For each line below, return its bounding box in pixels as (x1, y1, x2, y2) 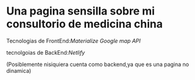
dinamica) (6, 67, 32, 74)
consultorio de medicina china (6, 17, 163, 31)
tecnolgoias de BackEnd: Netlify (6, 48, 85, 56)
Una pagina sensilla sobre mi (6, 4, 155, 18)
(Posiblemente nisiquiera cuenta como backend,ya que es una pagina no (6, 61, 190, 68)
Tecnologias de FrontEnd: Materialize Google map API (6, 37, 141, 44)
